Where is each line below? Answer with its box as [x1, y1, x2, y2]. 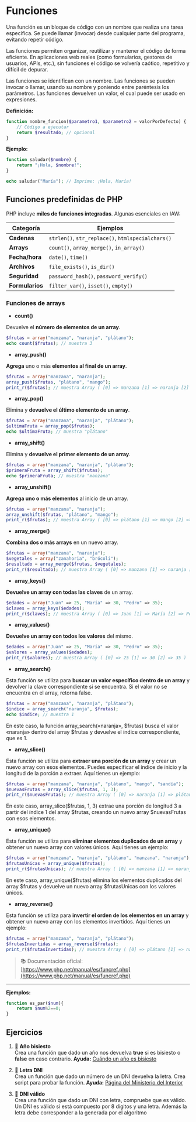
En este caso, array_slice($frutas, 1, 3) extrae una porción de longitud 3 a [6, 802, 182, 809]
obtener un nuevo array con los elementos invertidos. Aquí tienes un [6, 918, 170, 925]
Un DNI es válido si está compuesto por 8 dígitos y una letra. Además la [14, 1103, 187, 1110]
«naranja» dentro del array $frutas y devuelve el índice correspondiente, [6, 728, 181, 736]
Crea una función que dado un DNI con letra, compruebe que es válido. [14, 1096, 187, 1103]
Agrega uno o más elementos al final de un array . [6, 362, 127, 370]
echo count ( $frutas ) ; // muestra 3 [6, 340, 93, 346]
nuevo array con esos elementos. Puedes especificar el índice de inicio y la [6, 763, 187, 771]
